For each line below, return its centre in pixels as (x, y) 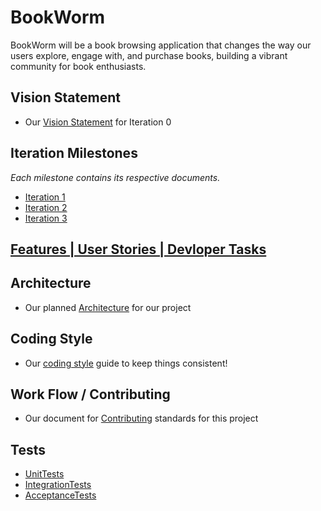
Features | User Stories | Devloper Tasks (138, 249)
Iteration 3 (46, 218)
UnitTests (44, 474)
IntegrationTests (58, 485)
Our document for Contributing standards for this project (141, 418)
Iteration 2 (46, 207)
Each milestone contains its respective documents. (115, 177)
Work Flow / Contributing (90, 394)
